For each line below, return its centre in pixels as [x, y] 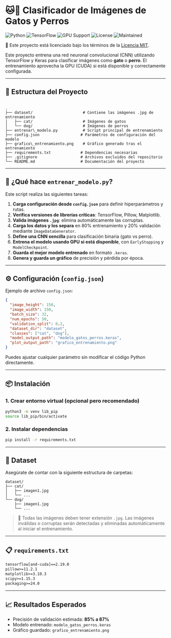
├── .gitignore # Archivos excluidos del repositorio [84, 157]
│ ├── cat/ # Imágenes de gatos [66, 121]
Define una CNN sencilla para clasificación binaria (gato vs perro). [83, 236]
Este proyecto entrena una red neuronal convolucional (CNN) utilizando [80, 55]
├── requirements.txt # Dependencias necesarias [72, 153]
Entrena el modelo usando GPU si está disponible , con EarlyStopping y [88, 241]
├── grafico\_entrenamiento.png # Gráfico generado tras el [74, 144]
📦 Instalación [28, 384]
